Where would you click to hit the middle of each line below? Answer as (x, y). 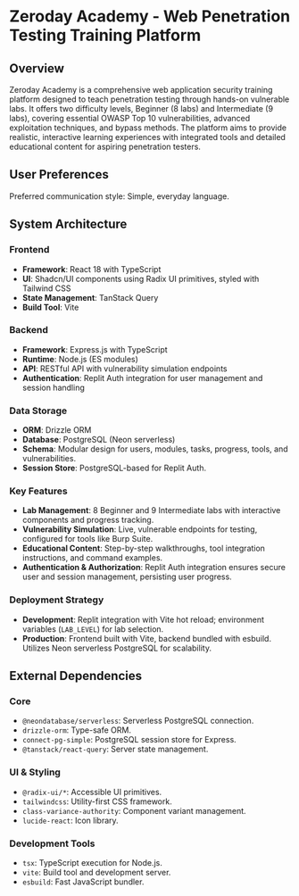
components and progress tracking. (88, 520)
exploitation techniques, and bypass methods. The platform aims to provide (148, 128)
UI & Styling (35, 772)
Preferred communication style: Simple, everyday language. (119, 196)
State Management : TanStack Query (90, 297)
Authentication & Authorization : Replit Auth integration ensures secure (154, 568)
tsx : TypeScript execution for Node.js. (92, 862)
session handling (53, 387)
